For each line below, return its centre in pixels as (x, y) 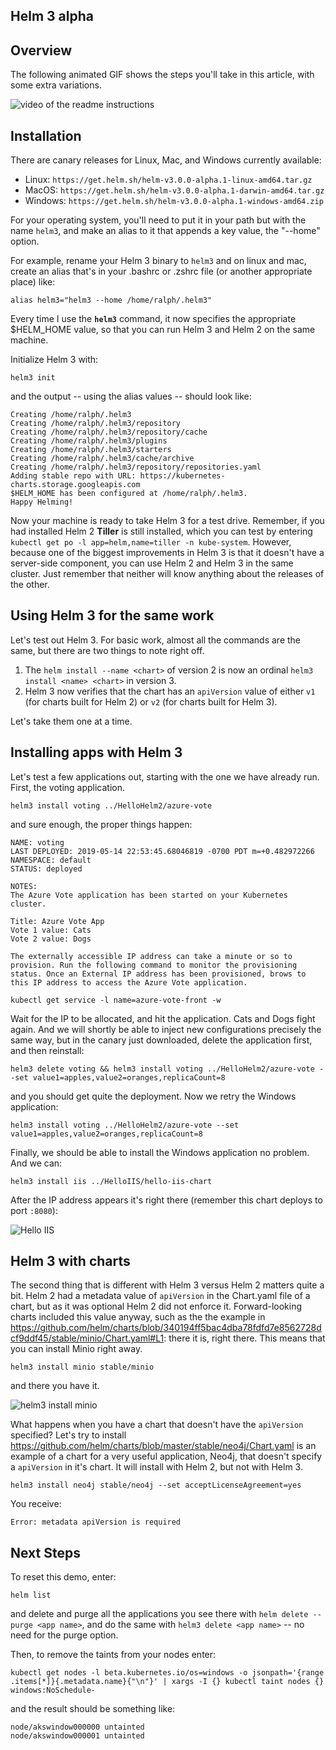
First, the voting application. (68, 787)
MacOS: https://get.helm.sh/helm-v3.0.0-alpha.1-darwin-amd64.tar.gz (174, 190)
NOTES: (24, 886)
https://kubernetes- (182, 476)
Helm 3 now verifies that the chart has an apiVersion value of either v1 (170, 691)
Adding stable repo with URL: (73, 476)
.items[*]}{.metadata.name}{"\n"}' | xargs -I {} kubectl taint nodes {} (167, 1682)
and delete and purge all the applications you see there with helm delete (159, 1614)
